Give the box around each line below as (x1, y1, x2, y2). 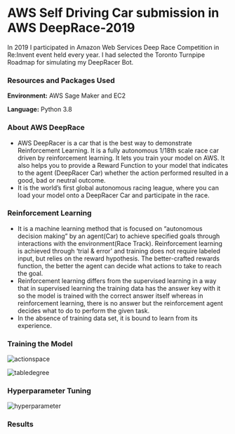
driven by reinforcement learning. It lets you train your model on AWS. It (17, 153, 225, 162)
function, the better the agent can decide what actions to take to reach (17, 261, 222, 270)
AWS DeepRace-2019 (7, 20, 135, 36)
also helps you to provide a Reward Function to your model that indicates (17, 161, 229, 169)
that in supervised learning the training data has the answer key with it (17, 284, 221, 292)
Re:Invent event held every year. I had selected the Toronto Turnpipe (7, 51, 206, 59)
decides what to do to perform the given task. (17, 306, 150, 315)
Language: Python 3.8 (7, 105, 72, 114)
